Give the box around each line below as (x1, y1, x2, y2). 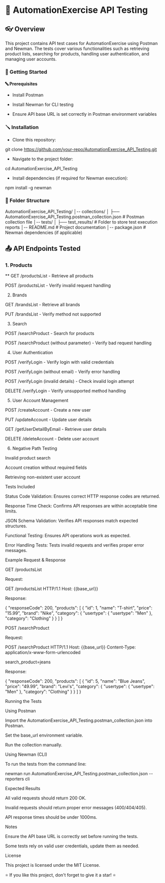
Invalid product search (5, 455, 51, 461)
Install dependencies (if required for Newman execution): (12, 175, 128, 181)
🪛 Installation (5, 124, 39, 131)
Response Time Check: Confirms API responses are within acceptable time (5, 503, 158, 509)
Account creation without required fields (5, 465, 87, 470)
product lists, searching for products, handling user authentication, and (5, 51, 149, 56)
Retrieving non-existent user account (5, 474, 80, 480)
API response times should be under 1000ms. (5, 814, 98, 820)
